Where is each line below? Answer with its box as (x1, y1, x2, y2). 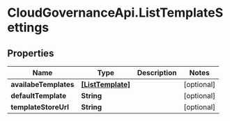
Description (137, 68, 177, 77)
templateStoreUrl (10, 102, 70, 112)
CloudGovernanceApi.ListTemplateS (7, 5, 224, 21)
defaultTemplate (10, 91, 67, 100)
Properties (7, 47, 54, 59)
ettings (7, 19, 49, 35)
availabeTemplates (10, 80, 75, 89)
